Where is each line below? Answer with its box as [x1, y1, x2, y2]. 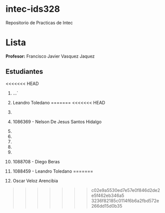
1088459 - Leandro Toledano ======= [12, 168, 94, 174]
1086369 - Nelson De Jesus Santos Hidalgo [12, 119, 102, 124]
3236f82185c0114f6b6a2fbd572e [91, 198, 160, 204]
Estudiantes [5, 67, 43, 76]
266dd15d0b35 [91, 203, 123, 209]
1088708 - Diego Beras [12, 158, 60, 164]
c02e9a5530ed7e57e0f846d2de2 [91, 187, 161, 193]
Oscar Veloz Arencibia [12, 178, 58, 183]
